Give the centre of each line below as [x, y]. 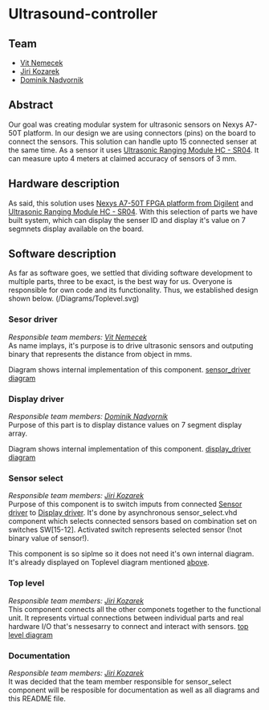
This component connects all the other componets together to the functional [134, 609]
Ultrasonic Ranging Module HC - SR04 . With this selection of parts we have [133, 211]
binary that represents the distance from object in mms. [100, 354]
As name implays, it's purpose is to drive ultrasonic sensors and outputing [131, 345]
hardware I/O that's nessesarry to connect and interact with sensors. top [128, 626]
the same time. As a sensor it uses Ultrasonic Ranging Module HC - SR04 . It [134, 150]
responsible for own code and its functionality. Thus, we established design [133, 290]
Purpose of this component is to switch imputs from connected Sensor [125, 504]
